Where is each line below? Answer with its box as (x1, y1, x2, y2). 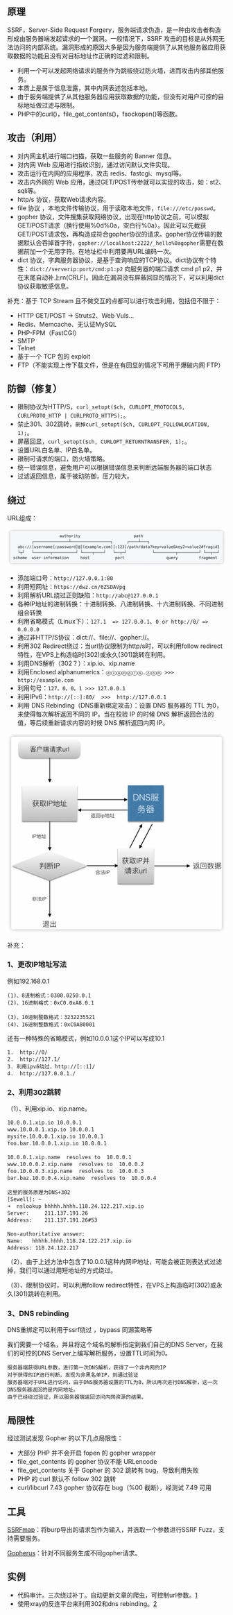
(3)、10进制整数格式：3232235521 (7, 1014, 96, 1020)
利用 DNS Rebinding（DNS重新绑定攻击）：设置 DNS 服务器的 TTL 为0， (17, 701, 223, 709)
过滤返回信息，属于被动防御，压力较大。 (17, 472, 133, 480)
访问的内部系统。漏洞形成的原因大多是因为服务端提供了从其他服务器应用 (12, 43, 220, 51)
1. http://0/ (7, 1049, 49, 1056)
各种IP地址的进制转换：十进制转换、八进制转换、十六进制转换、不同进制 (17, 599, 224, 608)
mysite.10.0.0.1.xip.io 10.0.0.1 (7, 1133, 104, 1140)
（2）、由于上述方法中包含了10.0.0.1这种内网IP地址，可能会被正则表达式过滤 (7, 1258, 223, 1266)
